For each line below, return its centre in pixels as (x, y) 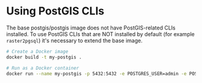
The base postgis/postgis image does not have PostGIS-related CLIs (91, 28)
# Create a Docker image (37, 51)
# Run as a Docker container (43, 68)
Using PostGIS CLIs (55, 11)
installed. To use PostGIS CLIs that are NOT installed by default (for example (101, 34)
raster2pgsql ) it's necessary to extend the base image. (75, 40)
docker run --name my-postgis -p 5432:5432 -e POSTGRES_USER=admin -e (96, 73)
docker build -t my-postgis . (44, 57)
